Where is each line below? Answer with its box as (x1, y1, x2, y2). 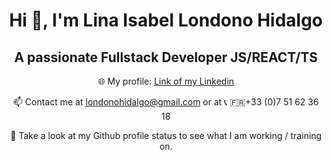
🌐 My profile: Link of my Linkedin (97, 75, 235, 87)
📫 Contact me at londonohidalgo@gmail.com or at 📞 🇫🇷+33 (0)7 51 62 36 (12, 96, 320, 108)
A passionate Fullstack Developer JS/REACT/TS (14, 49, 318, 66)
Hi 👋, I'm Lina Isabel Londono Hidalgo (9, 9, 323, 32)
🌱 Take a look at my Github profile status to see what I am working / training (10, 130, 322, 141)
